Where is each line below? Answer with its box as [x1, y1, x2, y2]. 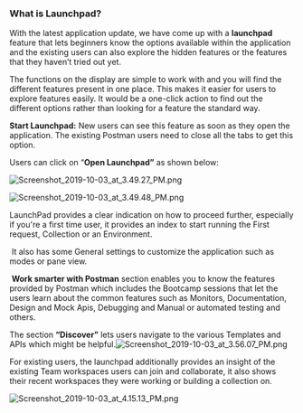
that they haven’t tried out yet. [9, 57, 122, 68]
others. [9, 312, 36, 323]
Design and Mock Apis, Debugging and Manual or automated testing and [9, 302, 280, 314]
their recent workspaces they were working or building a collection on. [9, 376, 273, 387]
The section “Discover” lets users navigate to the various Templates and [9, 329, 282, 341]
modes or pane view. [9, 256, 88, 267]
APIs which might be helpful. [9, 339, 117, 350]
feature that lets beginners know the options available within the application [9, 37, 291, 48]
